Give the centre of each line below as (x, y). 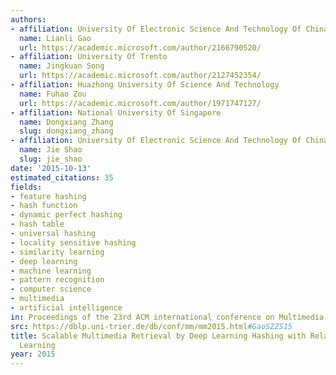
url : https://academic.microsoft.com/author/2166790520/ (140, 47)
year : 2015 (33, 354)
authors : (28, 19)
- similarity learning (57, 252)
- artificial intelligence (66, 308)
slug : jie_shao (51, 159)
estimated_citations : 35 (62, 177)
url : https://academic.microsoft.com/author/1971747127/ (140, 103)
